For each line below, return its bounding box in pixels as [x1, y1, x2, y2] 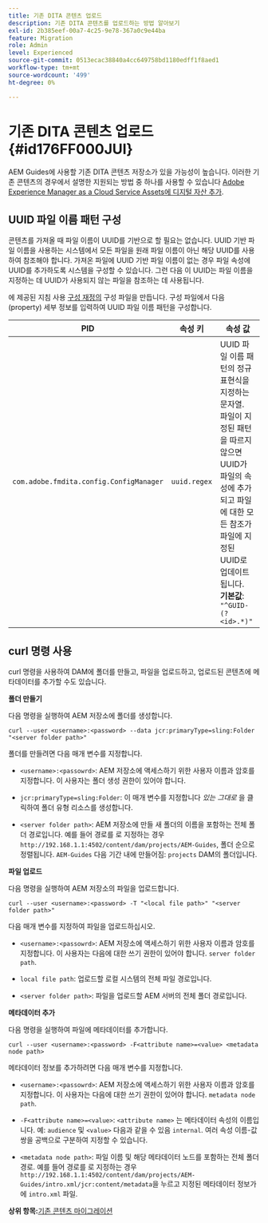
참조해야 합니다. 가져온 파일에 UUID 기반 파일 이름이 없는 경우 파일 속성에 [22, 256, 251, 265]
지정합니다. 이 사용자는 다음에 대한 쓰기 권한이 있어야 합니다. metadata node [19, 1090, 256, 1099]
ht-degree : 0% [8, 78, 56, 86]
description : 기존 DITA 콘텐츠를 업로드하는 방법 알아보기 [8, 19, 180, 27]
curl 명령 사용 [8, 644, 73, 657]
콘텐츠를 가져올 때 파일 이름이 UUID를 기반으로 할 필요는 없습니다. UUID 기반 [8, 236, 247, 245]
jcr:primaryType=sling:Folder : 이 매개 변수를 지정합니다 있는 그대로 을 [19, 792, 246, 803]
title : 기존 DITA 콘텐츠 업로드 [8, 11, 102, 20]
